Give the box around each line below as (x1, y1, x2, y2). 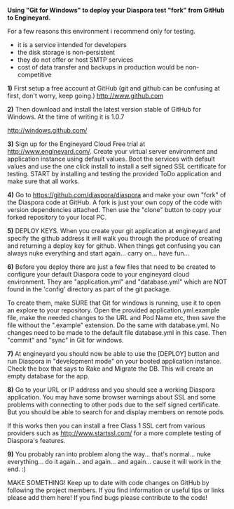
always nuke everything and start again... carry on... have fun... (7, 249, 190, 257)
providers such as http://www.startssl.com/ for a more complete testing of (7, 429, 222, 437)
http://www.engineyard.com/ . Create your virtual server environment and (7, 147, 218, 155)
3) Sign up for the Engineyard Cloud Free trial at (7, 140, 146, 148)
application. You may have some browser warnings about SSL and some (7, 393, 216, 401)
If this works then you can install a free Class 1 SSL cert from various (7, 421, 205, 430)
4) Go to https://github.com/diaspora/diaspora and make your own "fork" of (7, 191, 226, 199)
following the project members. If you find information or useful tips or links (7, 486, 226, 494)
